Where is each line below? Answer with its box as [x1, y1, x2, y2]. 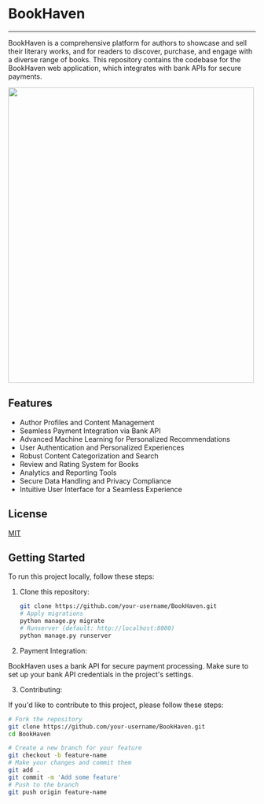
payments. [8, 72, 42, 81]
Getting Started [8, 550, 86, 564]
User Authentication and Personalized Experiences [19, 443, 185, 452]
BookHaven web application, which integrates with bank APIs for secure [8, 63, 242, 72]
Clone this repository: [19, 587, 90, 597]
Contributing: [19, 684, 63, 694]
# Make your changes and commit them [8, 759, 132, 767]
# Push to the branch [8, 780, 79, 788]
